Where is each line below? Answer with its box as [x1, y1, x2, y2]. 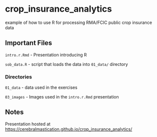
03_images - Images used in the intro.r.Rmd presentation [5, 94, 119, 100]
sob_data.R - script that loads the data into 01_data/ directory [5, 61, 128, 67]
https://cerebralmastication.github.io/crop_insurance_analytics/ [5, 126, 133, 132]
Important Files [5, 39, 52, 47]
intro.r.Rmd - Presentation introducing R [5, 52, 87, 58]
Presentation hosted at [5, 121, 51, 127]
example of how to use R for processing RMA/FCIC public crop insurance [5, 20, 153, 25]
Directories [5, 73, 32, 80]
